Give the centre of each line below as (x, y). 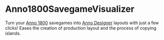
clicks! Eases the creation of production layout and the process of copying (81, 28)
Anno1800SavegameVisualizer (70, 9)
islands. (13, 33)
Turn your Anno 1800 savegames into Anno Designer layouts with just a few (82, 23)
